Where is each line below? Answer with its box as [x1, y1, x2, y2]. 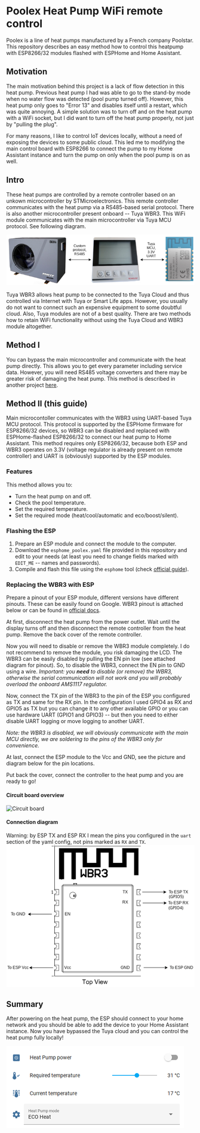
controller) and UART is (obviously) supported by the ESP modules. [6, 452, 172, 460]
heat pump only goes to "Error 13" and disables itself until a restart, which [6, 102, 188, 109]
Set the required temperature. [14, 505, 88, 512]
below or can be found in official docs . [6, 607, 101, 614]
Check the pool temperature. [14, 499, 86, 506]
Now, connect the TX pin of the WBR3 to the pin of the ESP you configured [6, 692, 190, 700]
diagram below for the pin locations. [6, 760, 95, 767]
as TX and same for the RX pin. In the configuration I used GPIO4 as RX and [6, 699, 192, 706]
